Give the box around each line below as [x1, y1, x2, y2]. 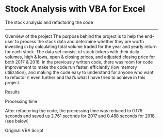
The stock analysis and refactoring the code [5, 19, 93, 25]
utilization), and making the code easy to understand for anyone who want [5, 69, 154, 75]
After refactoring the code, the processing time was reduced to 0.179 [5, 107, 143, 113]
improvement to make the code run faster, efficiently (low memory [5, 64, 137, 70]
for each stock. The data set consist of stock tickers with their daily [5, 48, 140, 54]
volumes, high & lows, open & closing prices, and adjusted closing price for [5, 54, 155, 60]
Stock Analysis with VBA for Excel [5, 3, 146, 15]
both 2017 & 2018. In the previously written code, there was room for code [5, 59, 153, 65]
